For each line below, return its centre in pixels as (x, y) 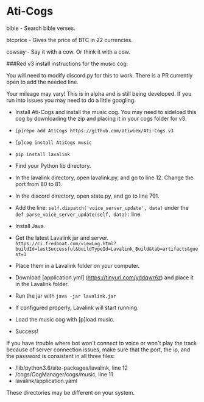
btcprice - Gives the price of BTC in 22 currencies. (69, 40)
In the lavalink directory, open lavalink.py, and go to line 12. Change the (104, 178)
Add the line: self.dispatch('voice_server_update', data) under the (102, 207)
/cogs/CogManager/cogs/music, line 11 (64, 374)
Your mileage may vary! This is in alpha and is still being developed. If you (99, 93)
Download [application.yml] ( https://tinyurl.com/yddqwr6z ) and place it (104, 277)
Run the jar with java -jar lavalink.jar (65, 296)
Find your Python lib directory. (53, 165)
